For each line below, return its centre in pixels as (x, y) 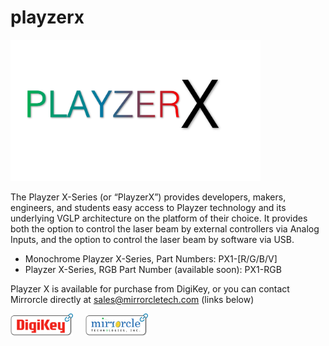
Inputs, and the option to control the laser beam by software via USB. (152, 239)
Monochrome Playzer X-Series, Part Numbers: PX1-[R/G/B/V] (151, 258)
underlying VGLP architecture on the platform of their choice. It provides (159, 218)
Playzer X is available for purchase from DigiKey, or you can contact (150, 288)
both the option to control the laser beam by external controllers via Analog (165, 228)
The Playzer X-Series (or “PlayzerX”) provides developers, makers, (148, 197)
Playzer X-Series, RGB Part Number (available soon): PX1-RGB (153, 269)
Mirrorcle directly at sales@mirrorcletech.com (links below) (132, 299)
